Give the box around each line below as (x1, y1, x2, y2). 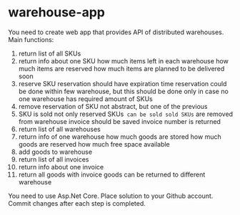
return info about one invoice (18, 162, 104, 171)
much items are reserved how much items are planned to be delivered (18, 64, 225, 73)
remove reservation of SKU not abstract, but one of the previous (18, 102, 208, 110)
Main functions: (8, 35, 54, 43)
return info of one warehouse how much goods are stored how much (18, 132, 221, 141)
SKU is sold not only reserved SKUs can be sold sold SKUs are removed (18, 110, 234, 118)
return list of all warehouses (18, 125, 101, 133)
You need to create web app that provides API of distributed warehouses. (8, 28, 224, 36)
